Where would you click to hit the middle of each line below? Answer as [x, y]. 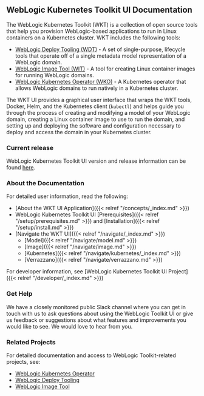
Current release [30, 148]
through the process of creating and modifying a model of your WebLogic [98, 112]
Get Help [19, 294]
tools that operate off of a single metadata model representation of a [101, 56]
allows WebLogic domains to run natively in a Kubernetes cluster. [97, 88]
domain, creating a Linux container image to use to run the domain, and [96, 119]
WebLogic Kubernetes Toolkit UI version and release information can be [96, 161]
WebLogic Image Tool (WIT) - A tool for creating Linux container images [105, 69]
